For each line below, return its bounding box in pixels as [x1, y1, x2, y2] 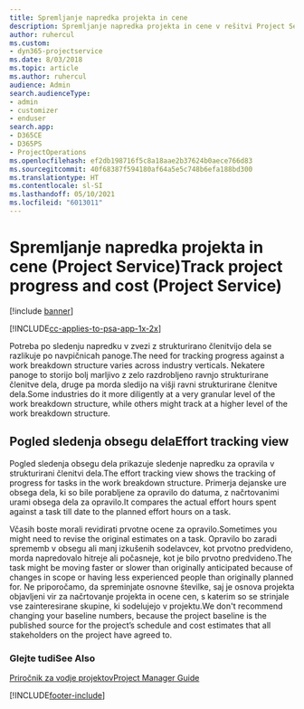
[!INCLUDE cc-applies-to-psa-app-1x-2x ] [9, 323, 162, 334]
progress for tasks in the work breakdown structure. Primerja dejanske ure [9, 477, 287, 488]
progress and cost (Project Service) [9, 276, 282, 297]
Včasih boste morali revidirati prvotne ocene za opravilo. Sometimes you [9, 524, 278, 534]
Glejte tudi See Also [9, 652, 96, 665]
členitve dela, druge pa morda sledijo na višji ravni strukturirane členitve [9, 379, 278, 390]
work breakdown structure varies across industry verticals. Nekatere [9, 359, 265, 371]
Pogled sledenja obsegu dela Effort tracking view [9, 434, 290, 449]
